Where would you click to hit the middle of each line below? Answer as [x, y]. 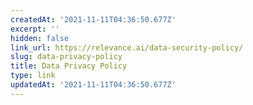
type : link [33, 76]
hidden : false [40, 38]
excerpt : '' [35, 29]
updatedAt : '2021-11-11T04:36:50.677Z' [93, 85]
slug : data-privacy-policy [66, 57]
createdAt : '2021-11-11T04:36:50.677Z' [93, 19]
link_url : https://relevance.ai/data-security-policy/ [127, 47]
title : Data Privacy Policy [69, 66]
